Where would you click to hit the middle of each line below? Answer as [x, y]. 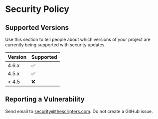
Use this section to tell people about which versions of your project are [78, 39]
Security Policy [37, 9]
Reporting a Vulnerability [45, 99]
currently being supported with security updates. [56, 45]
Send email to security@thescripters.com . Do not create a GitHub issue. [79, 111]
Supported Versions [37, 28]
